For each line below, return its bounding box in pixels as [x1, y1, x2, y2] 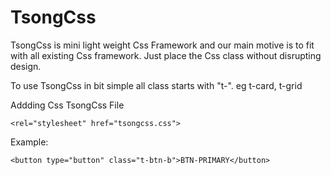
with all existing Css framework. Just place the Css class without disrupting [10, 49, 322, 61]
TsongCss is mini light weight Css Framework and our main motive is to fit [10, 39, 315, 51]
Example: [10, 136, 49, 148]
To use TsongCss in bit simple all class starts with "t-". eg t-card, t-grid [10, 79, 303, 91]
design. [10, 60, 42, 72]
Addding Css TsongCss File [10, 99, 125, 111]
